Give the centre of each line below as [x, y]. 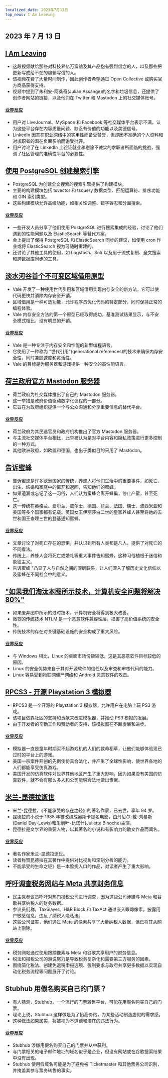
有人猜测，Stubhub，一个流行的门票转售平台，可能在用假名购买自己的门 [87, 1002]
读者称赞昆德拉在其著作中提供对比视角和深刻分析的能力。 [72, 860]
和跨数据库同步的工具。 [37, 259]
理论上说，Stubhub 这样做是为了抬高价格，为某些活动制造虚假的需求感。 [88, 1014]
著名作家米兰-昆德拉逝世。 [40, 854]
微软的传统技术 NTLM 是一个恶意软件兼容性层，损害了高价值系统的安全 [86, 619]
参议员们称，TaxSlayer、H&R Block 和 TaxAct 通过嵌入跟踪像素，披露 [84, 909]
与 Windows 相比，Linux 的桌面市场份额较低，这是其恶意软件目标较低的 [87, 656]
